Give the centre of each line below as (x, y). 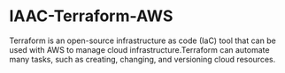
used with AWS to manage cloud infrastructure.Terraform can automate (139, 49)
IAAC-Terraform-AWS (91, 16)
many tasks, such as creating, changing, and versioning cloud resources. (142, 59)
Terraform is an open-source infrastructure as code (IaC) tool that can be (142, 40)
